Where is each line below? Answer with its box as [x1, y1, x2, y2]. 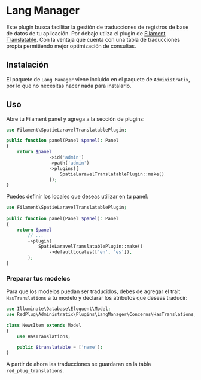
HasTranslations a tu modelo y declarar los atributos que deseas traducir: [6, 294, 188, 302]
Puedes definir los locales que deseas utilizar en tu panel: [6, 193, 148, 200]
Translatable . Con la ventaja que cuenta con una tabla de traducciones [6, 36, 181, 43]
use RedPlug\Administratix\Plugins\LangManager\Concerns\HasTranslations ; [6, 312, 197, 318]
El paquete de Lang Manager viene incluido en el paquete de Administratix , [6, 75, 190, 83]
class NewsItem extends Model [6, 322, 82, 328]
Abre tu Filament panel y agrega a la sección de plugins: [6, 115, 145, 123]
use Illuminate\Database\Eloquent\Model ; [6, 306, 111, 312]
